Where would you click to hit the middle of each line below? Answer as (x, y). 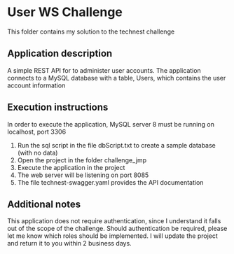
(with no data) (37, 153)
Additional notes (44, 204)
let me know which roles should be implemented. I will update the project (113, 236)
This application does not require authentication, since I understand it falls (114, 221)
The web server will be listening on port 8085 (83, 175)
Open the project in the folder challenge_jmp (82, 160)
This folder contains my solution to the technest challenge (91, 31)
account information (36, 85)
